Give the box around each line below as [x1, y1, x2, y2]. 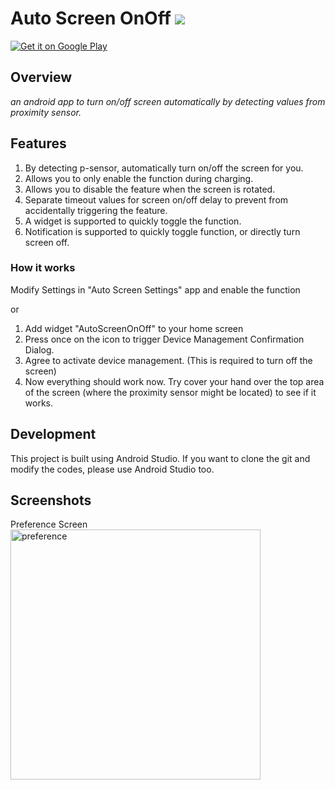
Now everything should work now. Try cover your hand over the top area [24, 375, 325, 387]
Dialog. [24, 343, 55, 356]
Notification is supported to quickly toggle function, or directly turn [24, 225, 301, 237]
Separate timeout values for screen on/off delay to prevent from [24, 193, 289, 206]
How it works [10, 261, 76, 275]
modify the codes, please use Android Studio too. [10, 463, 215, 475]
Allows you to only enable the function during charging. [24, 172, 254, 184]
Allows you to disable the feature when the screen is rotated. [24, 183, 276, 195]
